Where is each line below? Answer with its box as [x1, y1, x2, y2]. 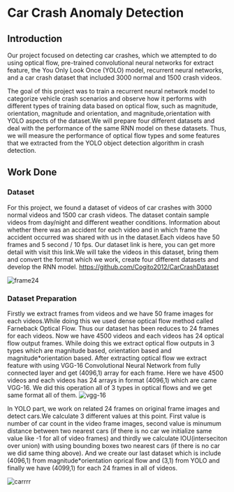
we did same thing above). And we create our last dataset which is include [7, 449, 221, 457]
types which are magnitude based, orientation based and [7, 346, 172, 355]
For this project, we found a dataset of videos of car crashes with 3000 [7, 203, 212, 211]
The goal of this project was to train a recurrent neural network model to [7, 87, 215, 95]
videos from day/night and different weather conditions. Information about [7, 218, 221, 226]
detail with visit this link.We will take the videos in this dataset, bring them [7, 248, 219, 256]
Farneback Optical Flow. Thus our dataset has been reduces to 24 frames [7, 324, 219, 332]
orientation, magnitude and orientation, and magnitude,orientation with [7, 110, 211, 117]
